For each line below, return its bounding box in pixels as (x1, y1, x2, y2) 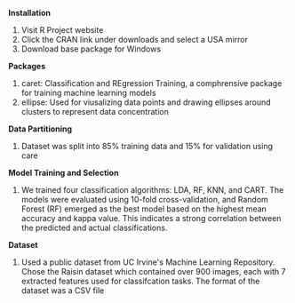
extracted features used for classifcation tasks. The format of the (20, 275, 260, 286)
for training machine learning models (20, 88, 156, 98)
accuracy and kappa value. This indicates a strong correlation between (20, 213, 282, 223)
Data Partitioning (8, 124, 73, 134)
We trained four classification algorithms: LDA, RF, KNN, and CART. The (20, 185, 284, 195)
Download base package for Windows (20, 44, 162, 54)
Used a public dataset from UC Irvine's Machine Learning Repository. (20, 257, 275, 267)
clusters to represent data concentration (20, 107, 170, 116)
